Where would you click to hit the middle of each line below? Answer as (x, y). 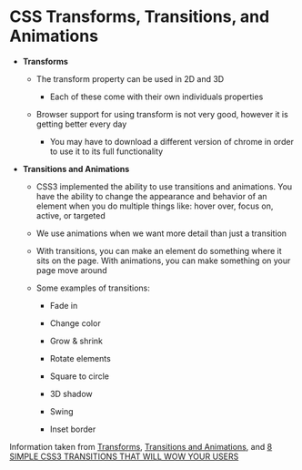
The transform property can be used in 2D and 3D (130, 78)
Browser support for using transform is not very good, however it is (162, 114)
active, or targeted (71, 215)
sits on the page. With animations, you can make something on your (163, 261)
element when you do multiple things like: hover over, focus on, (155, 206)
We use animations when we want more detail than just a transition (161, 233)
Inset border (73, 429)
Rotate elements (80, 358)
